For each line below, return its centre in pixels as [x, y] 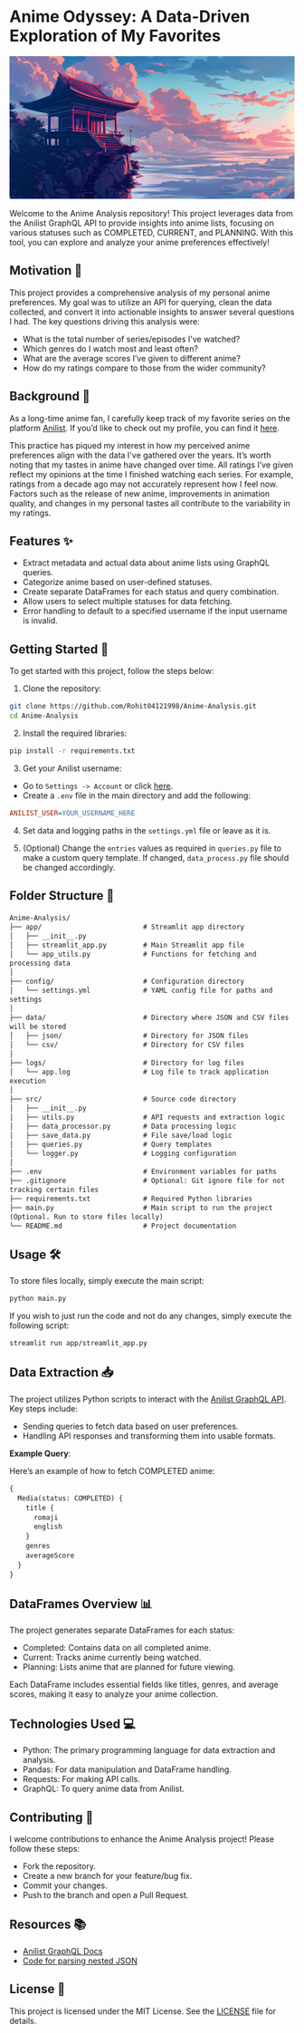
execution [28, 1081]
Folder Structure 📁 [62, 896]
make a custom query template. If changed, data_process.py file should [156, 857]
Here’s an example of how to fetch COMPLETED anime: [112, 1470]
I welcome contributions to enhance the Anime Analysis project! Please [142, 1839]
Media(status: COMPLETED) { [71, 1498]
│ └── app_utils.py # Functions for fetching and [133, 954]
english [48, 1527]
